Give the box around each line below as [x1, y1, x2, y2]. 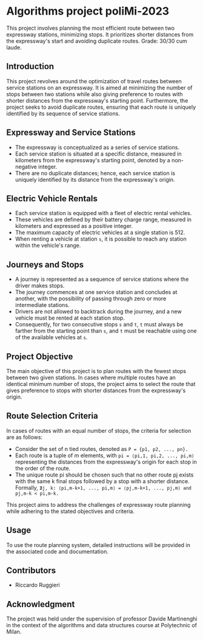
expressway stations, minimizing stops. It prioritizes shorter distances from [6, 30, 194, 38]
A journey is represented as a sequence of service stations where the [15, 275, 189, 283]
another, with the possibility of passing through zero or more [15, 295, 167, 302]
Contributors [6, 565, 56, 576]
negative [15, 163, 38, 170]
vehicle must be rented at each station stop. [15, 314, 125, 322]
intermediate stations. [15, 301, 70, 309]
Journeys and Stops [6, 260, 84, 270]
